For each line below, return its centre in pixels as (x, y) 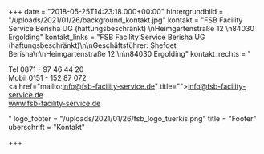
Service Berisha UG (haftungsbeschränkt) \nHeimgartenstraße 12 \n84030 (132, 28)
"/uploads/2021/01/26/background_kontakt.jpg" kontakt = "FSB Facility (126, 20)
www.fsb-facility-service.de (55, 103)
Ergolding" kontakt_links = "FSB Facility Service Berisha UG (107, 37)
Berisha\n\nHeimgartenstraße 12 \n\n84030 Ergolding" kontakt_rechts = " (130, 54)
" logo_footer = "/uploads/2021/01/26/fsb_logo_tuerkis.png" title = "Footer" (132, 118)
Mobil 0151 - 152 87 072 (47, 78)
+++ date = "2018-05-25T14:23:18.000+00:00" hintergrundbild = (116, 12)
